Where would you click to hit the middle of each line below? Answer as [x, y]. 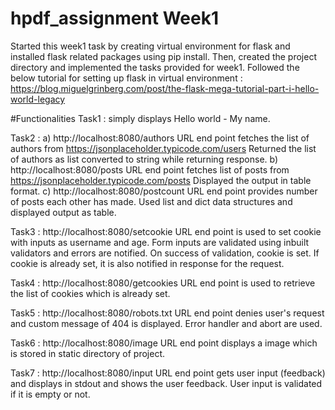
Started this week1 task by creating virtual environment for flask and [150, 46]
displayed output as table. [63, 212]
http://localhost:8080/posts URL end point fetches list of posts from [150, 169]
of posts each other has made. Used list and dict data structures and [151, 201]
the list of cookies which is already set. [90, 293]
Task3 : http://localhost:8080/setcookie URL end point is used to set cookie [166, 231]
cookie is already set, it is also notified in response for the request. [147, 263]
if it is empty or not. [50, 394]
